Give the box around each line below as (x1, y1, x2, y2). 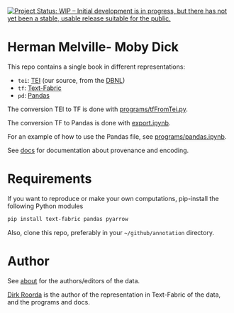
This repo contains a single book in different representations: (7, 62, 186, 71)
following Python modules (7, 202, 84, 210)
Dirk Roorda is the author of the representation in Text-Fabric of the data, (7, 290, 221, 299)
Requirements (7, 171, 92, 187)
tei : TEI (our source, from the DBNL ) (17, 76, 126, 84)
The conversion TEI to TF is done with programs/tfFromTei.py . (7, 105, 188, 113)
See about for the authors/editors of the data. (7, 276, 140, 285)
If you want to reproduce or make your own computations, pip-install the (7, 194, 219, 203)
